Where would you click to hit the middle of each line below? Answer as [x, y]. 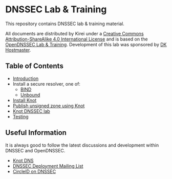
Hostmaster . [18, 50]
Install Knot [25, 100]
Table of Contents [35, 66]
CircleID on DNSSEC [34, 171]
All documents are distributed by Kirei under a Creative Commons [75, 33]
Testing [21, 116]
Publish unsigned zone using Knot [49, 106]
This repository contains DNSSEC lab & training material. [65, 24]
